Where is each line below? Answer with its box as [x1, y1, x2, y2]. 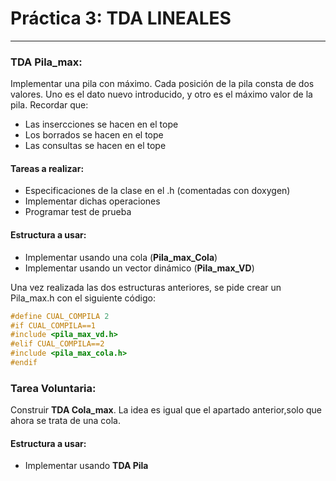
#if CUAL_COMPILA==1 [10, 320, 97, 331]
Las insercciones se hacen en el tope [24, 118, 179, 131]
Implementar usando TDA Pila [24, 460, 149, 472]
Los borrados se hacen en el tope [24, 129, 164, 141]
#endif [10, 358, 38, 368]
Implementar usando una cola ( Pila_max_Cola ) [24, 251, 218, 263]
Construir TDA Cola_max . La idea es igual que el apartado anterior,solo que [10, 404, 323, 416]
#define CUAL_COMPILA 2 [10, 311, 110, 321]
